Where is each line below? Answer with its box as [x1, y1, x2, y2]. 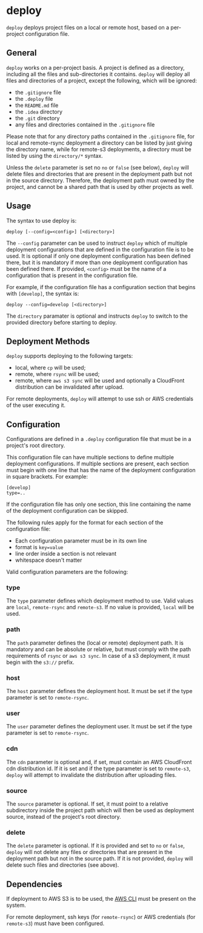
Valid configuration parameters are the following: [6, 569, 128, 576]
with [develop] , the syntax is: [6, 290, 79, 297]
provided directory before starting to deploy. [6, 318, 117, 326]
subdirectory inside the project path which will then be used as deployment [6, 806, 195, 814]
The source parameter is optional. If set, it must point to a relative [6, 800, 168, 807]
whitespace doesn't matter [15, 556, 82, 564]
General [6, 48, 38, 58]
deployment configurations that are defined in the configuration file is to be [6, 245, 194, 253]
